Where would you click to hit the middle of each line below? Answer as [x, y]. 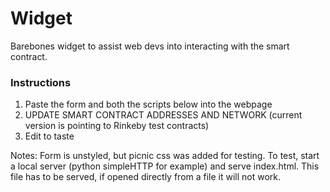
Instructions [41, 82]
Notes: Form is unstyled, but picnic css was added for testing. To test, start [165, 156]
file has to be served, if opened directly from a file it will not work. [146, 177]
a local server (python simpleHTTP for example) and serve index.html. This [165, 166]
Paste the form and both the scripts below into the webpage [148, 104]
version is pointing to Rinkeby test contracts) [117, 126]
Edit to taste [49, 136]
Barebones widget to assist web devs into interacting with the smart [150, 46]
